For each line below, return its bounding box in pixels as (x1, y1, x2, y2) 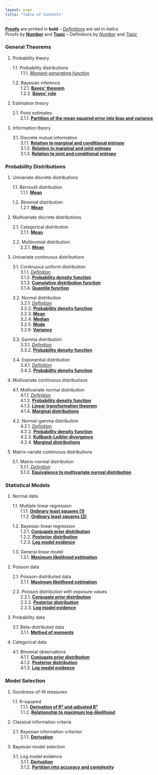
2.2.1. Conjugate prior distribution (20, 594, 91, 600)
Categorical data (12, 639, 47, 645)
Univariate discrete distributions (12, 174, 78, 180)
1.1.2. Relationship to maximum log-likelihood (20, 709, 116, 715)
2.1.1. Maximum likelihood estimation (20, 579, 97, 585)
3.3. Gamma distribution (12, 336, 62, 342)
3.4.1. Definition (20, 362, 52, 368)
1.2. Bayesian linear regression (12, 523, 75, 529)
